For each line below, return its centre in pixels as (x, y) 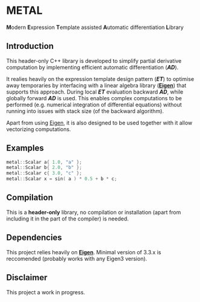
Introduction (30, 46)
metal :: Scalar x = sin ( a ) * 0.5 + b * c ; (62, 179)
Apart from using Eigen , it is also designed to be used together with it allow (99, 123)
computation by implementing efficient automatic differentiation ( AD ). (92, 67)
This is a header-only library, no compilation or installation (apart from (94, 212)
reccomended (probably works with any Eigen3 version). (77, 259)
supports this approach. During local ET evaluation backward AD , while (95, 92)
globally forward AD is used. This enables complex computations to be (94, 98)
